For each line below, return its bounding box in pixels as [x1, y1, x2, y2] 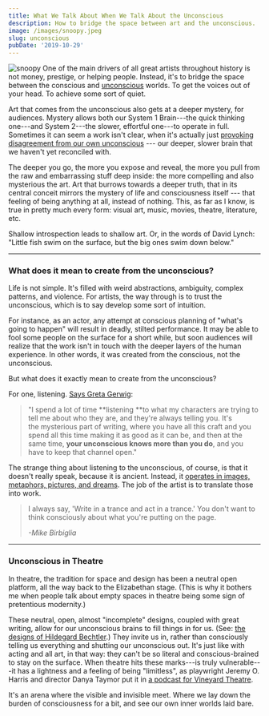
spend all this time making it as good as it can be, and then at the [27, 430, 243, 440]
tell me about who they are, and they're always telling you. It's [27, 413, 232, 423]
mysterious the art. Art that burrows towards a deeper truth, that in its [8, 179, 238, 189]
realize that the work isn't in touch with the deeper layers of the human [8, 341, 242, 351]
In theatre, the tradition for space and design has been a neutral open [8, 573, 238, 583]
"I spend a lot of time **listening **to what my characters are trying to [27, 405, 259, 415]
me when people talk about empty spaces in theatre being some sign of [8, 590, 246, 601]
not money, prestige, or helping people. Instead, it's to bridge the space [8, 72, 245, 82]
